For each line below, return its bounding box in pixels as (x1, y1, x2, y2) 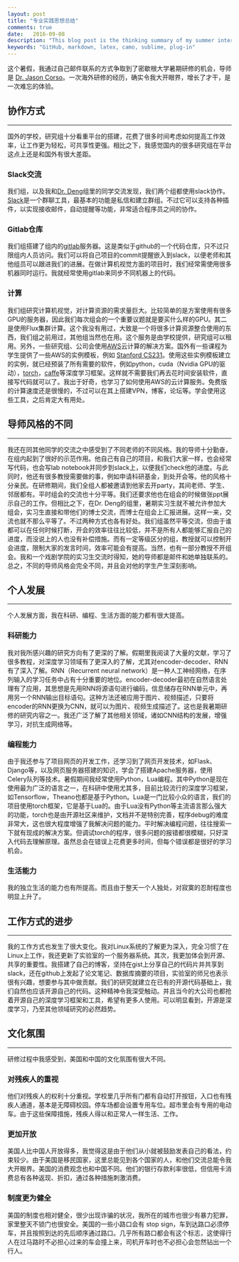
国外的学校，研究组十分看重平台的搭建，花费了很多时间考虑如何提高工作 (7, 131, 219, 140)
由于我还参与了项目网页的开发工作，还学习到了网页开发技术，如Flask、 (7, 756, 216, 765)
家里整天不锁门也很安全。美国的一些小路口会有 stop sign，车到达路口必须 (7, 1219, 223, 1228)
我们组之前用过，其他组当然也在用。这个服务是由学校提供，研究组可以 (19, 333, 225, 341)
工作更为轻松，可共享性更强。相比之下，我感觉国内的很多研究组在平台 (26, 141, 232, 149)
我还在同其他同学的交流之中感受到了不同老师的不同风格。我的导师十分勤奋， (7, 445, 232, 454)
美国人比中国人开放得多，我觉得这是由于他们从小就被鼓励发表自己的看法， (7, 1147, 225, 1156)
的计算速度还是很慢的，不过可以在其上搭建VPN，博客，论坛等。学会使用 (7, 386, 221, 395)
